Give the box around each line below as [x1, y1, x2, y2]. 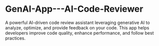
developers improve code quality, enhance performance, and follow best [5, 30, 154, 36]
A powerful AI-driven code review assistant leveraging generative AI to [5, 20, 150, 25]
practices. [5, 35, 26, 41]
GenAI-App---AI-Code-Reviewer [5, 3, 144, 15]
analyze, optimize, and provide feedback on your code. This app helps [5, 24, 150, 30]
